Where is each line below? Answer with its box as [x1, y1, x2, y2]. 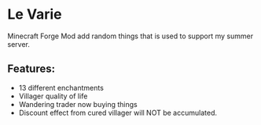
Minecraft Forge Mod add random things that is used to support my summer [7, 31, 253, 41]
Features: [7, 62, 56, 76]
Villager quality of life [18, 91, 88, 101]
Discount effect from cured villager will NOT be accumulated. [18, 108, 218, 117]
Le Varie [7, 5, 62, 23]
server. [7, 39, 31, 48]
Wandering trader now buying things [18, 99, 138, 109]
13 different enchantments [18, 83, 104, 92]
